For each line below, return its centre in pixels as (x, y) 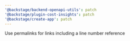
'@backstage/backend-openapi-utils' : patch (51, 10)
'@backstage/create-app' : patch (38, 19)
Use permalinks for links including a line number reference (65, 33)
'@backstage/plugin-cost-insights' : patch (49, 14)
